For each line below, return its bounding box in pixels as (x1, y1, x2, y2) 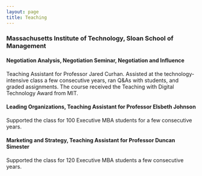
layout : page (6, 8, 39, 15)
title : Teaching (6, 14, 47, 20)
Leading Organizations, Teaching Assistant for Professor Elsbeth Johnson (6, 103, 196, 110)
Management (6, 42, 46, 50)
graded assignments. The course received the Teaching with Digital (6, 83, 174, 90)
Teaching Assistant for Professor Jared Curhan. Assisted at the (6, 70, 163, 77)
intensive (6, 77, 29, 84)
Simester (6, 143, 30, 151)
